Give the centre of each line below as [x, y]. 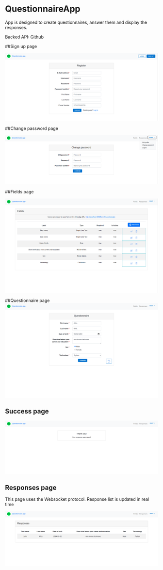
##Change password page [32, 128]
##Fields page [19, 191]
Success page [27, 411]
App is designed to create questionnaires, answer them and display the [76, 22]
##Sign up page [21, 46]
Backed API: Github [24, 37]
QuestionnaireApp [43, 9]
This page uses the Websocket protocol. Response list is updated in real [77, 499]
